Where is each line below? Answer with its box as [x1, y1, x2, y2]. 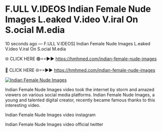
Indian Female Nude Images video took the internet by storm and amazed [5, 86, 155, 92]
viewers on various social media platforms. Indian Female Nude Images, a [5, 92, 155, 98]
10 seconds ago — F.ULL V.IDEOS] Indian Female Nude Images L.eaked [5, 40, 151, 46]
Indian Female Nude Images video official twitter [5, 121, 104, 127]
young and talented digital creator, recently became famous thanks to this [5, 97, 156, 103]
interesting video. [5, 102, 41, 108]
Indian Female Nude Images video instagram [5, 112, 96, 118]
